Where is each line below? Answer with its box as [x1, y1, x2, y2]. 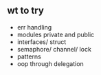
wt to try [7, 5, 45, 17]
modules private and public [16, 30, 95, 39]
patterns [16, 52, 41, 61]
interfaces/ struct [16, 37, 67, 46]
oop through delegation [16, 59, 84, 67]
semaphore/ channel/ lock [16, 45, 91, 53]
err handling [16, 23, 52, 31]
